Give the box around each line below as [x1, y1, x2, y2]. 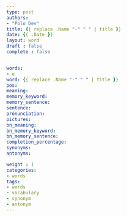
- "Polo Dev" [6, 20, 40, 26]
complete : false [6, 49, 51, 55]
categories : [6, 167, 37, 173]
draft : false [6, 43, 43, 50]
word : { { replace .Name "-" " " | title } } [6, 76, 119, 83]
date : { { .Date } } [6, 32, 53, 38]
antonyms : [6, 150, 32, 156]
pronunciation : [6, 111, 45, 117]
